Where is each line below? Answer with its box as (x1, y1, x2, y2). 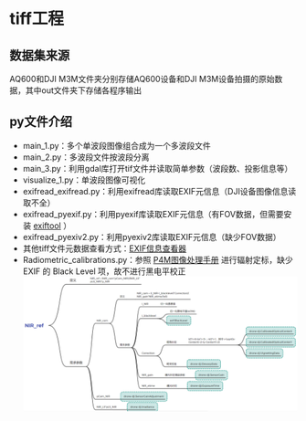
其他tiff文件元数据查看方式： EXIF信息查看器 (22, 243, 187, 254)
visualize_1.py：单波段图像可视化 (22, 174, 146, 185)
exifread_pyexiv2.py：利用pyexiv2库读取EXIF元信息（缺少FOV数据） (22, 231, 281, 242)
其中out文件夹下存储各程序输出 (25, 85, 142, 96)
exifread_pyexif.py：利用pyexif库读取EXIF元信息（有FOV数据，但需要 (22, 208, 284, 219)
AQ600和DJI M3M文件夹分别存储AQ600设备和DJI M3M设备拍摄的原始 (9, 74, 275, 84)
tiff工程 (9, 8, 64, 29)
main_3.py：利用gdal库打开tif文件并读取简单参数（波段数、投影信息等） (22, 163, 293, 174)
